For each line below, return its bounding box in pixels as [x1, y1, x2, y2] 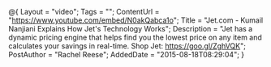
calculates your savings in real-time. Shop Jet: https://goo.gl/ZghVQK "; [8, 41, 246, 51]
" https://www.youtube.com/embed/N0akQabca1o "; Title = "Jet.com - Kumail [8, 15, 264, 25]
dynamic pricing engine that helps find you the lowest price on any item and [8, 32, 262, 42]
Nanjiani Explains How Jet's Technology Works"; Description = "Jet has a [8, 24, 253, 33]
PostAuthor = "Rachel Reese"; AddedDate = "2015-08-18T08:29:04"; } [8, 50, 245, 59]
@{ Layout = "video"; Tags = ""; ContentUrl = [8, 7, 160, 16]
